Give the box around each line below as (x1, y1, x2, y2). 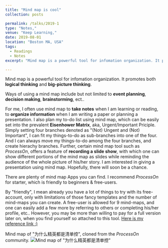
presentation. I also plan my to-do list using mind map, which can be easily (5, 117, 159, 123)
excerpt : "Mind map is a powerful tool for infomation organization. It (5, 58, 160, 63)
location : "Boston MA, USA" (5, 39, 64, 45)
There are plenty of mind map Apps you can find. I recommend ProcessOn (5, 174, 159, 180)
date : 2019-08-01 (5, 35, 41, 40)
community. (5, 238, 29, 244)
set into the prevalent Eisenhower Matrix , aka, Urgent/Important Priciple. (5, 122, 156, 128)
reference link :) (5, 221, 38, 227)
